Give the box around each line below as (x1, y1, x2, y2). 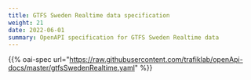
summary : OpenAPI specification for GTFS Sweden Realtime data (8, 33, 220, 42)
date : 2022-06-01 (8, 26, 65, 34)
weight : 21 (8, 19, 44, 27)
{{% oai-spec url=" (8, 55, 70, 64)
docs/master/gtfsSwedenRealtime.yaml (8, 64, 136, 73)
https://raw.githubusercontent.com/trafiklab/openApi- (69, 55, 243, 64)
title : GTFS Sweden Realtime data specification (8, 11, 170, 20)
